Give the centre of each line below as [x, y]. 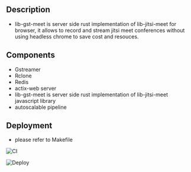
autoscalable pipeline [41, 107]
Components [30, 55]
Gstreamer [28, 69]
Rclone [23, 76]
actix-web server [35, 88]
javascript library [35, 100]
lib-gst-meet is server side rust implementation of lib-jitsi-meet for [95, 24]
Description [28, 10]
